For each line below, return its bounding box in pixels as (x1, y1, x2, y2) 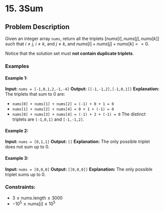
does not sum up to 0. (5, 144, 50, 150)
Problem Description (5, 23, 70, 31)
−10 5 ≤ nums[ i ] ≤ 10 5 (12, 200, 56, 207)
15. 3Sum (5, 3, 43, 14)
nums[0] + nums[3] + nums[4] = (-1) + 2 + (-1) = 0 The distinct (12, 111, 146, 117)
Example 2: (5, 128, 29, 134)
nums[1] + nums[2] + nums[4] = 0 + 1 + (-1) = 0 (12, 107, 114, 112)
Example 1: (5, 75, 28, 81)
